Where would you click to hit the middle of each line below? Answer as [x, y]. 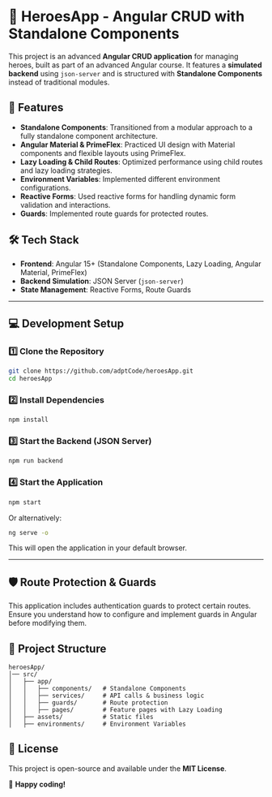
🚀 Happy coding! [37, 784]
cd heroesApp [30, 379]
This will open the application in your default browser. [98, 548]
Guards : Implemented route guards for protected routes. [114, 213]
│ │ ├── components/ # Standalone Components [97, 689]
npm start [25, 502]
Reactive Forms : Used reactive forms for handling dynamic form [128, 196]
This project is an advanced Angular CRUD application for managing [123, 56]
